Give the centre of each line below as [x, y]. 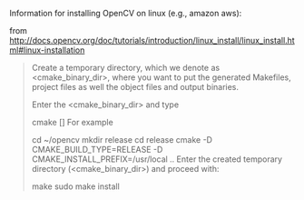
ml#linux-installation [47, 50]
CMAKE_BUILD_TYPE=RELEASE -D [97, 150]
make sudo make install [75, 186]
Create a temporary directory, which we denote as [126, 68]
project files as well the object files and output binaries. [135, 87]
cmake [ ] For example [72, 122]
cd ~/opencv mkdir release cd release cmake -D [122, 140]
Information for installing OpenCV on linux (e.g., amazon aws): [126, 13]
